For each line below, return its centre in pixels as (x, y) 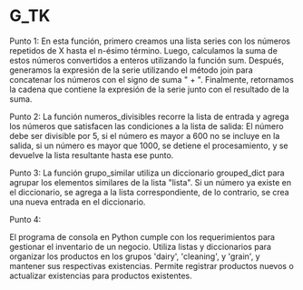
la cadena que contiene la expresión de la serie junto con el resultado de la (149, 89)
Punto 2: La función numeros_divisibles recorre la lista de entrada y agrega (149, 116)
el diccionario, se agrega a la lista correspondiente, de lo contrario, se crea (149, 192)
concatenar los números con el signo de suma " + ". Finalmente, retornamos (152, 79)
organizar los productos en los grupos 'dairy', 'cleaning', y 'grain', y (135, 256)
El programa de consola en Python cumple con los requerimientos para (142, 236)
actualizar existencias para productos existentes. (101, 275)
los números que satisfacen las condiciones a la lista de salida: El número (147, 126)
